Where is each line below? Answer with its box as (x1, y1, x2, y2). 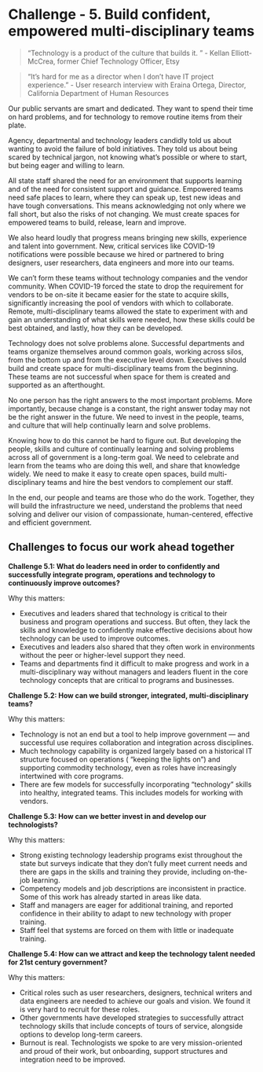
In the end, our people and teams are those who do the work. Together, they (8, 493, 255, 502)
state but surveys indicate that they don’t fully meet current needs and (19, 858, 247, 868)
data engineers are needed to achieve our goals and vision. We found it (19, 996, 251, 1005)
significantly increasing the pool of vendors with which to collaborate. (8, 298, 234, 307)
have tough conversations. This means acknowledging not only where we (8, 200, 247, 210)
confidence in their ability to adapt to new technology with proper (19, 909, 232, 918)
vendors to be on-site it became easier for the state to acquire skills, (8, 289, 229, 299)
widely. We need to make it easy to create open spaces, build (8, 469, 206, 479)
